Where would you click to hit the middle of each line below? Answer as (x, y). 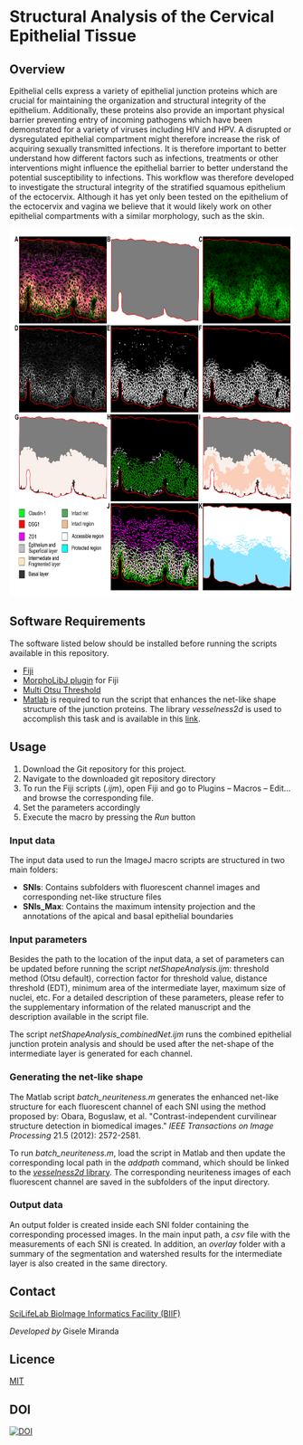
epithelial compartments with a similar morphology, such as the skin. (137, 216)
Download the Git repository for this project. (104, 769)
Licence (33, 1359)
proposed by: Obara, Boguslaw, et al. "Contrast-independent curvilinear (143, 1116)
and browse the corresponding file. (88, 797)
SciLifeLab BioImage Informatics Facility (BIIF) (95, 1313)
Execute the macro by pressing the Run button (109, 817)
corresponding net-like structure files (92, 897)
